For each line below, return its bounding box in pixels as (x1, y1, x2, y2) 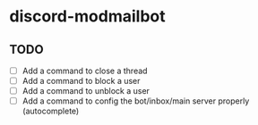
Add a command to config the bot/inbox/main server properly (21, 96, 250, 106)
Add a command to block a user (21, 76, 141, 87)
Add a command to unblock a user (21, 86, 150, 96)
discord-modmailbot (9, 6, 166, 27)
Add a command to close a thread (21, 65, 148, 76)
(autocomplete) (21, 105, 80, 117)
